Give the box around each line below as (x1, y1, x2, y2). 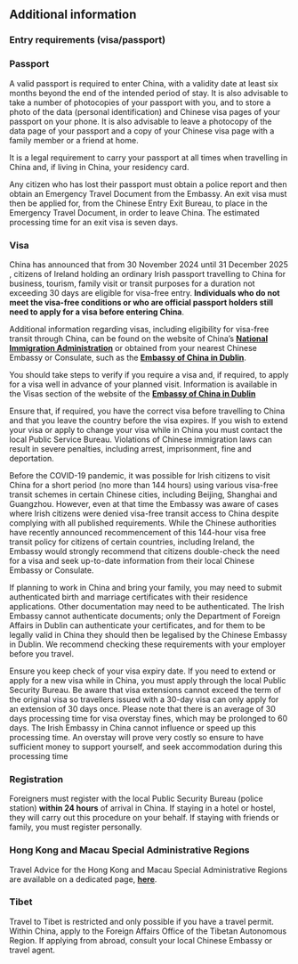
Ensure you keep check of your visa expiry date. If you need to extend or (9, 666, 276, 676)
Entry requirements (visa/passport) (9, 34, 166, 46)
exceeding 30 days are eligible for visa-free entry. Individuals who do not (9, 287, 280, 298)
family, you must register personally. (9, 821, 142, 832)
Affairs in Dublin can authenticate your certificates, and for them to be (9, 619, 266, 631)
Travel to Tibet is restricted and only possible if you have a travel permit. (9, 916, 274, 927)
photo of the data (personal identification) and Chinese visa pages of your (9, 106, 280, 117)
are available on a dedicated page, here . (9, 873, 157, 885)
